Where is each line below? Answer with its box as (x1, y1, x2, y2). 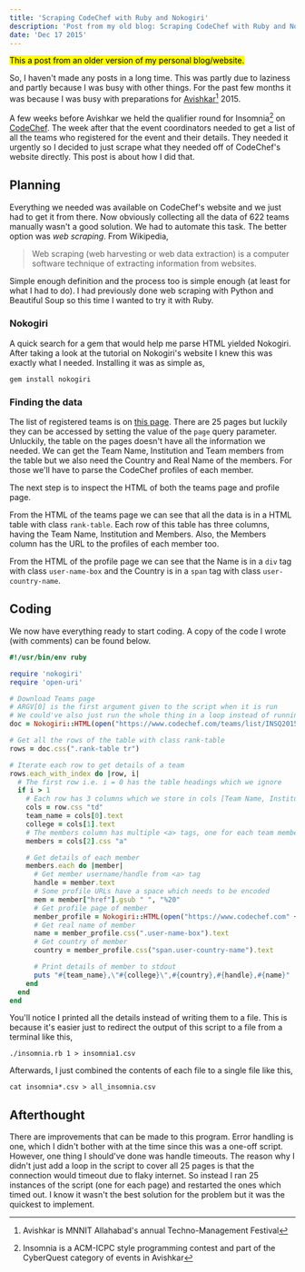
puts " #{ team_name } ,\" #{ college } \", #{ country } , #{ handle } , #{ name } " (33, 971, 290, 980)
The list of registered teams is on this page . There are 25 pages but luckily (9, 417, 288, 428)
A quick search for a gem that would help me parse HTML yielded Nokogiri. (9, 338, 291, 349)
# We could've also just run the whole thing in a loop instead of (9, 711, 271, 720)
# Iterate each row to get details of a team (9, 760, 184, 770)
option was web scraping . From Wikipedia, (9, 231, 170, 242)
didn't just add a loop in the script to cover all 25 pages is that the (9, 1160, 255, 1171)
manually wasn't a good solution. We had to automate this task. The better (9, 221, 288, 232)
